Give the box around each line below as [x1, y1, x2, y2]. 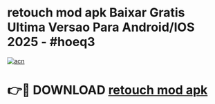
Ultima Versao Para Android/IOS [7, 19, 195, 35]
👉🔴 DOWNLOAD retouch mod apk [7, 83, 208, 98]
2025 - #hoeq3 [7, 34, 95, 50]
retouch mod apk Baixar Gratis [7, 5, 185, 21]
